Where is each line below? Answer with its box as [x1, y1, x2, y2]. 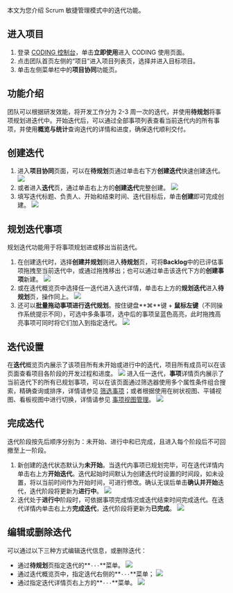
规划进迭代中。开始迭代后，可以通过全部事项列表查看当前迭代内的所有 [12, 116, 214, 124]
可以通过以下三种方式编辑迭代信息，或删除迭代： [7, 546, 147, 554]
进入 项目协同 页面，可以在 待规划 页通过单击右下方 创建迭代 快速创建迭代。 [17, 167, 224, 175]
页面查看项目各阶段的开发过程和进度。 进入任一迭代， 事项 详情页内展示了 [7, 369, 224, 378]
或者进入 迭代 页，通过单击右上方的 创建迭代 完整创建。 [17, 183, 170, 192]
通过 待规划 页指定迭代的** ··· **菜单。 [17, 561, 125, 569]
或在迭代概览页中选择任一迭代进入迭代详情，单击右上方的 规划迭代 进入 [17, 284, 218, 292]
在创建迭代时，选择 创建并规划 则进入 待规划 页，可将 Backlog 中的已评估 [17, 258, 218, 266]
